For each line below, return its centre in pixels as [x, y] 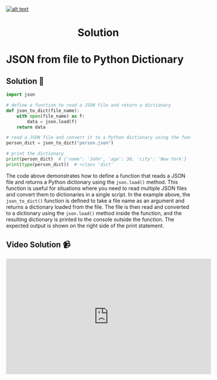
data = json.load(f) [52, 121]
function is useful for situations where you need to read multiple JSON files [97, 188]
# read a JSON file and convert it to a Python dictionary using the [93, 138]
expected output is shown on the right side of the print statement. [85, 225]
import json [20, 95]
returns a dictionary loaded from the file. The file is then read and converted [98, 207]
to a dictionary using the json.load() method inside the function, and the [94, 213]
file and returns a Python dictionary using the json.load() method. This [92, 182]
